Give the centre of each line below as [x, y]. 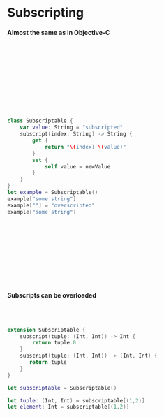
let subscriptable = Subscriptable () [62, 388]
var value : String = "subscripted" [72, 128]
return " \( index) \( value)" [85, 147]
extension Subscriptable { [46, 330]
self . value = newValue [77, 166]
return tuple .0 [54, 343]
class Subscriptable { [40, 121]
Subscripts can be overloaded [52, 295]
